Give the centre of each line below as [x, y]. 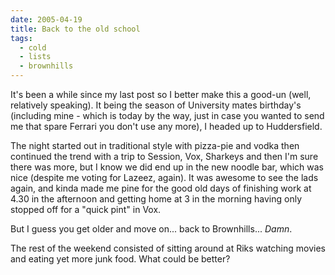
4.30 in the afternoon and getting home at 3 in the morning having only [156, 199]
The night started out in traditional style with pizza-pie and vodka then [155, 145]
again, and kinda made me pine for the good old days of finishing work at [161, 188]
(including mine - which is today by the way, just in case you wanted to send [167, 115]
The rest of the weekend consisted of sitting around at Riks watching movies [168, 248]
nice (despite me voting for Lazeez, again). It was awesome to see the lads [164, 177]
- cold [33, 47]
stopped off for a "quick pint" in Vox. [86, 209]
